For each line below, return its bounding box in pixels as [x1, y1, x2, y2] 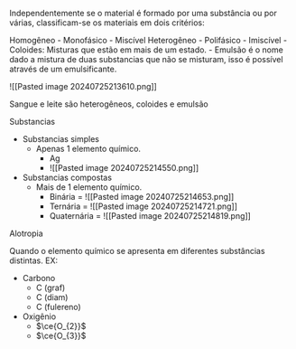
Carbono [22, 273, 56, 283]
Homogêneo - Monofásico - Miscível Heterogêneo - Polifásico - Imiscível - [9, 35, 287, 45]
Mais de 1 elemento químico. [35, 182, 143, 193]
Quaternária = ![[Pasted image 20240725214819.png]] [49, 211, 251, 221]
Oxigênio [22, 311, 57, 322]
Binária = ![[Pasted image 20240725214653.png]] [49, 192, 235, 202]
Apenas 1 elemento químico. [35, 144, 142, 154]
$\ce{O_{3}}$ [35, 330, 87, 341]
